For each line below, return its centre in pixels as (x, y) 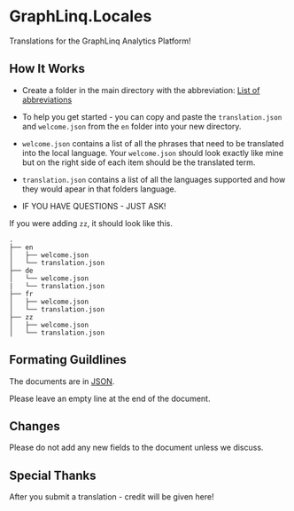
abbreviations (47, 99)
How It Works (47, 69)
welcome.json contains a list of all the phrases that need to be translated (153, 143)
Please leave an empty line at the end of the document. (110, 398)
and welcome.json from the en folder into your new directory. (132, 126)
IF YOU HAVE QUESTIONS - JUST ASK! (94, 206)
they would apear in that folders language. (99, 189)
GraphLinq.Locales (81, 16)
